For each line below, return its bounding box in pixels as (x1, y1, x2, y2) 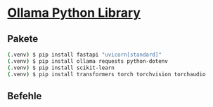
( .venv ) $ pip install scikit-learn (7, 64, 115, 71)
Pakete (7, 33, 39, 45)
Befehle (7, 90, 42, 102)
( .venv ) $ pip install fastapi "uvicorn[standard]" (7, 51, 162, 58)
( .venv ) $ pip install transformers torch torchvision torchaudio (7, 71, 206, 78)
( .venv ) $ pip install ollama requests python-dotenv (7, 57, 169, 64)
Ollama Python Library (7, 5, 141, 21)
